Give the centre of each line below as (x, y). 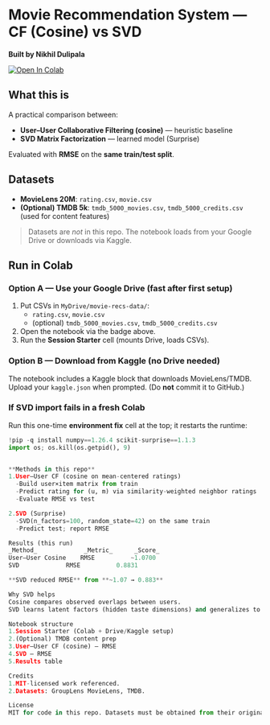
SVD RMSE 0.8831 (73, 566)
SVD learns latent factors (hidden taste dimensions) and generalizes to (135, 609)
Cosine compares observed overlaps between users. (95, 602)
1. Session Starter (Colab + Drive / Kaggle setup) (91, 632)
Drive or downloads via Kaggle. (80, 240)
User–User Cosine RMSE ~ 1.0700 (82, 558)
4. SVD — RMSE (30, 654)
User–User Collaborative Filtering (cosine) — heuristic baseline (126, 130)
